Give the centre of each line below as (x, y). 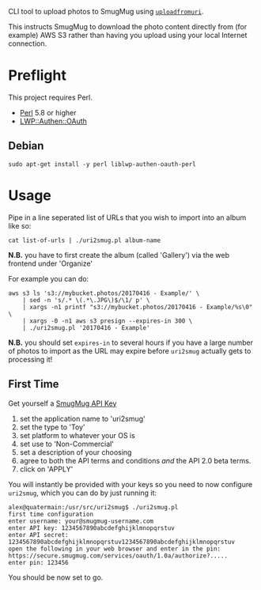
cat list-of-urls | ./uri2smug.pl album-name (84, 240)
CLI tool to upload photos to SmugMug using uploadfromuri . (106, 11)
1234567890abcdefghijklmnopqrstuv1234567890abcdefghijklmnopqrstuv (122, 542)
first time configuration (51, 514)
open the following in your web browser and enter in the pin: (115, 549)
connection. (28, 43)
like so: (20, 225)
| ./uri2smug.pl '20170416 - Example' (86, 327)
